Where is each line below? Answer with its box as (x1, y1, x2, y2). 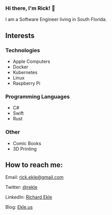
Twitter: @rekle (5, 184, 38, 190)
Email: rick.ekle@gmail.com (5, 174, 64, 181)
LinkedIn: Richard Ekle (5, 194, 52, 200)
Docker (12, 64, 29, 70)
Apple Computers (12, 58, 50, 64)
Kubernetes (12, 69, 38, 75)
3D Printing (12, 146, 37, 152)
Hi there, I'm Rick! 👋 (5, 5, 55, 12)
